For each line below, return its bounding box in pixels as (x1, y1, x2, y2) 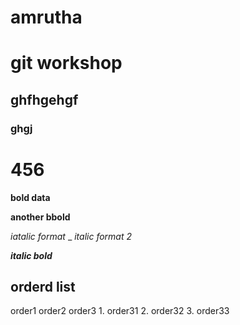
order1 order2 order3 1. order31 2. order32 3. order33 (10, 305, 230, 317)
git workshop (10, 52, 123, 75)
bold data (10, 191, 51, 203)
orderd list (10, 279, 76, 296)
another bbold (10, 211, 71, 223)
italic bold (10, 249, 53, 261)
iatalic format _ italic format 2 (10, 230, 133, 242)
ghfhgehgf (10, 91, 79, 108)
